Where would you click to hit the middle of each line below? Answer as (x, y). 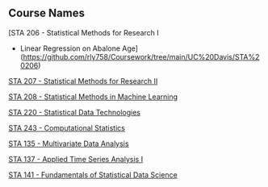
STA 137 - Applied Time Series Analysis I (76, 159)
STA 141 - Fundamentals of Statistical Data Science (93, 175)
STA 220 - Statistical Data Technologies (75, 112)
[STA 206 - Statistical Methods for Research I (84, 32)
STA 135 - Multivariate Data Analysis (69, 143)
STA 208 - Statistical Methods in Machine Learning (93, 97)
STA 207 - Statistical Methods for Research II (83, 81)
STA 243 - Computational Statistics (67, 127)
